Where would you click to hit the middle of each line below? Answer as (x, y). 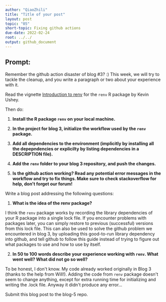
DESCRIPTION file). (32, 154)
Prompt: (18, 62)
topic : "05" (17, 24)
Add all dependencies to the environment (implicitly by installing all (83, 143)
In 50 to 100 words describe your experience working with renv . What (85, 254)
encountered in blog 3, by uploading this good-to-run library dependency (80, 233)
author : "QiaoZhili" (27, 10)
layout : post (19, 19)
